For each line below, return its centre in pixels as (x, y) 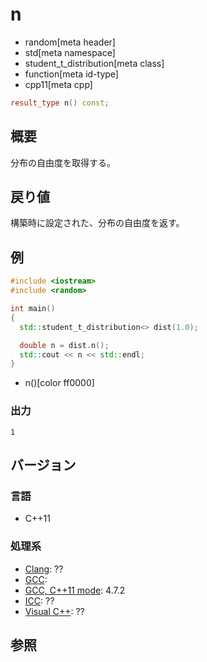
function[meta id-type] (71, 74)
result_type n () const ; (60, 103)
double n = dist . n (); (64, 345)
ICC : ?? (39, 600)
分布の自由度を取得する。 (63, 162)
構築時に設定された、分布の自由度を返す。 (97, 223)
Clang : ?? (44, 569)
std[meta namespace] (70, 52)
